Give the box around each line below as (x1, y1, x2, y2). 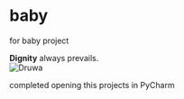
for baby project (9, 35, 69, 46)
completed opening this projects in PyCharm (9, 79, 175, 90)
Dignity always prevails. (9, 52, 99, 63)
